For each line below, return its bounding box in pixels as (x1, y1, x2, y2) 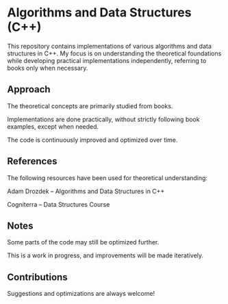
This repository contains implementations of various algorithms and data (7, 42, 212, 50)
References (7, 155, 58, 167)
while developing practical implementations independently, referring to (7, 56, 207, 64)
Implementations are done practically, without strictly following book (7, 115, 200, 123)
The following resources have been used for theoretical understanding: (7, 173, 207, 182)
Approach (7, 84, 51, 95)
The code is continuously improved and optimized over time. (7, 136, 178, 144)
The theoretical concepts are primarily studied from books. (7, 101, 173, 110)
